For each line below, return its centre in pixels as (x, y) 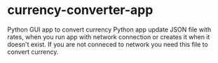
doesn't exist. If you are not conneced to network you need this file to (108, 44)
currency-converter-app (80, 10)
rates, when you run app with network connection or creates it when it (109, 36)
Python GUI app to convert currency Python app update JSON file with (109, 29)
